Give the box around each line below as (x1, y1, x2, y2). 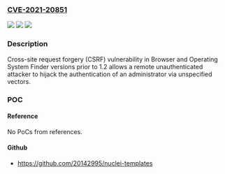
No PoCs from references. (7, 127, 82, 136)
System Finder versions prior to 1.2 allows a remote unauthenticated (7, 62, 203, 71)
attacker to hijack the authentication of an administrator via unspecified (7, 70, 212, 78)
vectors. (7, 77, 31, 85)
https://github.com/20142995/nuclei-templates (17, 159, 153, 167)
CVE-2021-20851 (7, 5, 68, 15)
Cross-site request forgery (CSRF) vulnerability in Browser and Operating (7, 55, 218, 64)
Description (7, 39, 48, 49)
